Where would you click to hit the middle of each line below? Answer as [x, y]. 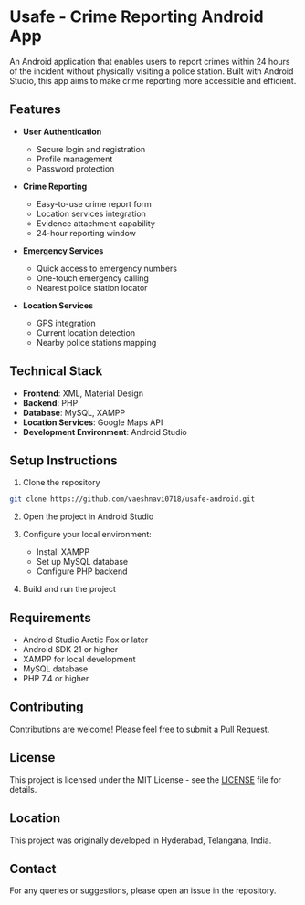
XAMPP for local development [79, 660]
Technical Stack [56, 371]
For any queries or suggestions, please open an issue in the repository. [143, 890]
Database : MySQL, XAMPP [74, 412]
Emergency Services [63, 250]
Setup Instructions [63, 460]
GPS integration [66, 323]
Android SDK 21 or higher [70, 650]
